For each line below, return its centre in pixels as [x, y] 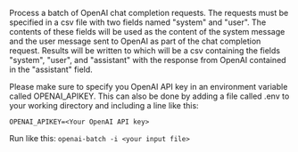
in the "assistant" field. [51, 69]
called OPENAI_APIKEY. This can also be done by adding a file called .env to [149, 96]
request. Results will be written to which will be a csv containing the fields [145, 51]
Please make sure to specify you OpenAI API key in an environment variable [149, 87]
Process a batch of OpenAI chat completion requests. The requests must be [149, 13]
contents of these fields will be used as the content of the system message [147, 32]
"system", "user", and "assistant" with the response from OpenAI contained [148, 60]
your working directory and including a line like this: [104, 105]
